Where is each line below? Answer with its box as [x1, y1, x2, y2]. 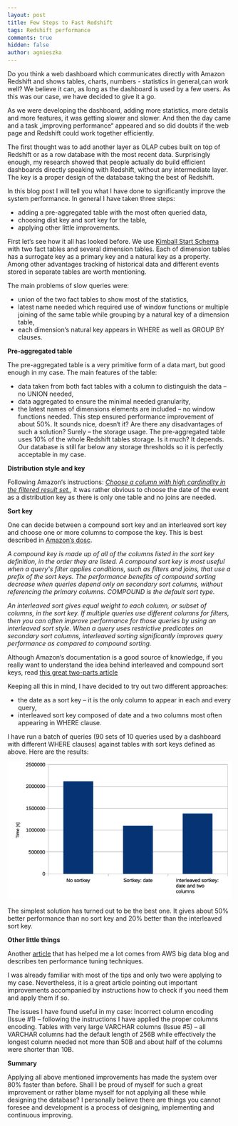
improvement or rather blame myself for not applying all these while [7, 1088, 207, 1097]
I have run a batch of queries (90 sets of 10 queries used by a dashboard [7, 732, 222, 741]
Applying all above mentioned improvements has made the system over [7, 1073, 217, 1082]
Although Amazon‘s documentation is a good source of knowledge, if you [7, 653, 223, 661]
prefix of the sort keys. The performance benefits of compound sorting [7, 573, 216, 580]
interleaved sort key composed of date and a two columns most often [17, 711, 222, 720]
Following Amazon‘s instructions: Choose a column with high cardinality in [7, 478, 226, 486]
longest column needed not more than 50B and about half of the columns [7, 1038, 223, 1046]
